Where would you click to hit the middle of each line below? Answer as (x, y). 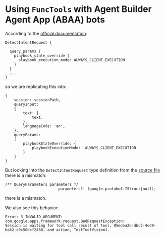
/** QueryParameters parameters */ (42, 184)
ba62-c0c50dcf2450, (25, 230)
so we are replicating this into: (36, 86)
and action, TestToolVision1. (79, 230)
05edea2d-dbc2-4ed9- (135, 225)
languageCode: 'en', (44, 126)
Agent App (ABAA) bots (55, 20)
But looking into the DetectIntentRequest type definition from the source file (82, 170)
